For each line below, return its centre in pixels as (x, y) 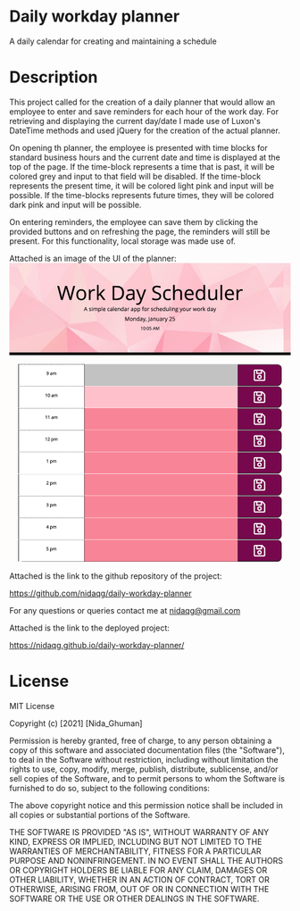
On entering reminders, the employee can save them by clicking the (134, 221)
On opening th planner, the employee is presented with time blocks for (138, 147)
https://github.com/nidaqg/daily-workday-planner (100, 593)
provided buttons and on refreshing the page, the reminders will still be (140, 231)
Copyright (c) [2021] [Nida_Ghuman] (76, 723)
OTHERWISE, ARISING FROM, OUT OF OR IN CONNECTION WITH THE (139, 890)
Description (54, 77)
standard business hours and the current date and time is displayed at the (145, 157)
